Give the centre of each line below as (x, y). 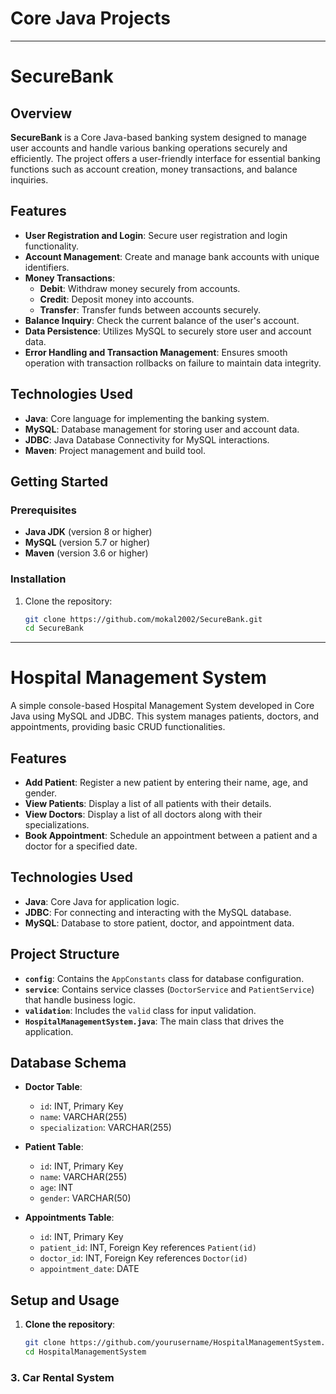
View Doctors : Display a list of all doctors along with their (143, 814)
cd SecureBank (54, 628)
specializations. (57, 825)
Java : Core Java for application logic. (102, 901)
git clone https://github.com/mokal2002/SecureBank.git (143, 619)
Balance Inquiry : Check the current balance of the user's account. (162, 320)
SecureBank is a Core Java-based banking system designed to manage (158, 137)
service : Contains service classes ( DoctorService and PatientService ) (169, 989)
